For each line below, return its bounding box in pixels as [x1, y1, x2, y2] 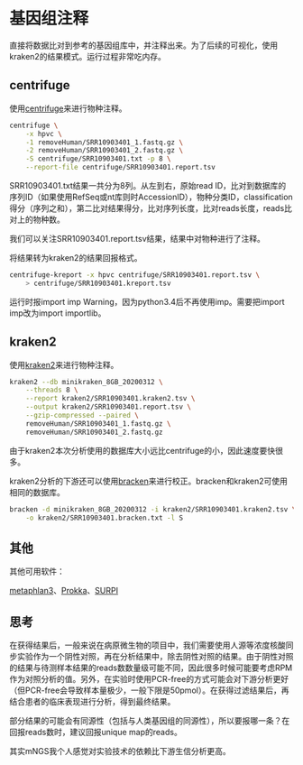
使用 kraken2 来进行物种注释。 [9, 359, 119, 370]
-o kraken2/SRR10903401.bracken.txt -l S [25, 513, 183, 522]
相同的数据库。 [9, 486, 65, 497]
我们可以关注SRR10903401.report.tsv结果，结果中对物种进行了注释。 [9, 234, 266, 244]
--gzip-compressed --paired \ [25, 411, 140, 420]
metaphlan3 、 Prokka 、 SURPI [9, 585, 119, 596]
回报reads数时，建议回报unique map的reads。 [9, 727, 182, 738]
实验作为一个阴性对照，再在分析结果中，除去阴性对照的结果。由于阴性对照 [16, 651, 294, 662]
